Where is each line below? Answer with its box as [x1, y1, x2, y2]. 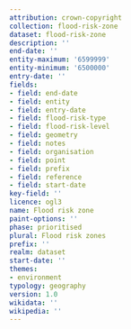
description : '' [9, 38, 70, 48]
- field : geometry [9, 131, 78, 140]
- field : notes [9, 139, 66, 148]
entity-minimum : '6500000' [9, 64, 110, 73]
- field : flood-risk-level [9, 123, 110, 132]
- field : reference [9, 172, 83, 181]
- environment [9, 273, 63, 282]
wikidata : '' [9, 298, 58, 307]
